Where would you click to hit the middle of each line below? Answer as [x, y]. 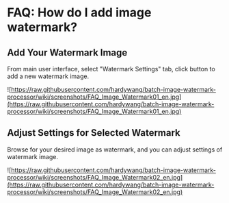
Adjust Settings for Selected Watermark [94, 133]
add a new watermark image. [48, 76]
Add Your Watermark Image [67, 52]
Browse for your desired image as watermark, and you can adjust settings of [115, 150]
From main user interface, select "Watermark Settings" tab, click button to [111, 69]
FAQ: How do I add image [79, 13]
